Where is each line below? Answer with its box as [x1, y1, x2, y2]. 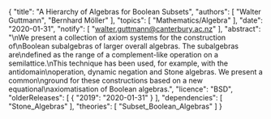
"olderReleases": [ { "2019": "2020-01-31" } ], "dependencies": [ [8, 93, 223, 102]
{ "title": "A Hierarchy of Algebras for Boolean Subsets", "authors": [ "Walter [8, 7, 261, 16]
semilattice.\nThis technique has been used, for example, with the [8, 58, 229, 68]
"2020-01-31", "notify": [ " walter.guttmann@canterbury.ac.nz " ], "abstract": [8, 24, 261, 33]
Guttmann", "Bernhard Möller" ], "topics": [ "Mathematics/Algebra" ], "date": [8, 15, 264, 25]
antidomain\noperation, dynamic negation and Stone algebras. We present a [8, 67, 264, 76]
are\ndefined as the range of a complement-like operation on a [8, 50, 219, 59]
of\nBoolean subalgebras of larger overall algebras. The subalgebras [8, 41, 239, 51]
